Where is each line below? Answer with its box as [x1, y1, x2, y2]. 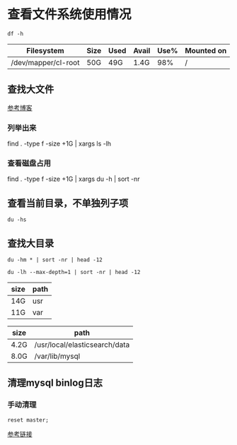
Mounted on [185, 45, 227, 55]
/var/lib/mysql [34, 351, 81, 361]
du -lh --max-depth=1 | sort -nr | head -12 [7, 268, 141, 275]
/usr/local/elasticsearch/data [34, 340, 130, 350]
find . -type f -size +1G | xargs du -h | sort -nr [7, 174, 140, 184]
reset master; [7, 416, 50, 424]
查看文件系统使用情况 [7, 6, 132, 23]
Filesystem [26, 45, 65, 55]
